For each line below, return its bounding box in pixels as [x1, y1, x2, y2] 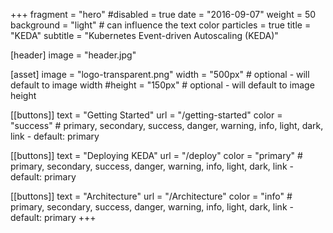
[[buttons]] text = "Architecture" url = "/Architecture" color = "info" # [10, 190, 293, 202]
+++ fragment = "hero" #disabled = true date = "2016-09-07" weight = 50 [10, 9, 317, 20]
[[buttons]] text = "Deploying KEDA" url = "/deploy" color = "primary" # [10, 150, 303, 161]
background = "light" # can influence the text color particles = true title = [10, 19, 312, 31]
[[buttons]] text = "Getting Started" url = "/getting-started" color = [10, 109, 283, 121]
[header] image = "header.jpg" [10, 49, 137, 61]
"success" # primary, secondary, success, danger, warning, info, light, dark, [10, 120, 324, 131]
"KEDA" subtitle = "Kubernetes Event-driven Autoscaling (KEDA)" [10, 30, 279, 41]
